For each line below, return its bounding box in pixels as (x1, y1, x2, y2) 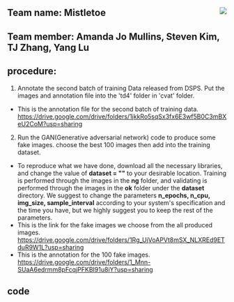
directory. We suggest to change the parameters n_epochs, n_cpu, (17, 191, 210, 199)
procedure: (7, 66, 57, 77)
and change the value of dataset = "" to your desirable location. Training (17, 169, 227, 177)
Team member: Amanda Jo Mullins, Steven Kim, (7, 31, 220, 43)
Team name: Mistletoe (7, 7, 107, 19)
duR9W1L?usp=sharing (17, 243, 84, 251)
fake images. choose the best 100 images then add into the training (17, 140, 210, 149)
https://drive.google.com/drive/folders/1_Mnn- (17, 257, 151, 266)
